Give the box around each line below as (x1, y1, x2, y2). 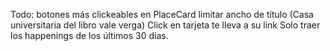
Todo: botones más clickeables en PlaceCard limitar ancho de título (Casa (10, 9, 314, 20)
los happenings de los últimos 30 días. (10, 30, 169, 41)
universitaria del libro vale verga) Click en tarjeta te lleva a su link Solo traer (10, 19, 321, 31)
